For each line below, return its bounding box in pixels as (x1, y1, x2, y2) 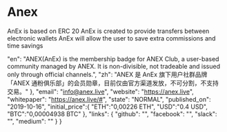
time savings (7, 41, 43, 49)
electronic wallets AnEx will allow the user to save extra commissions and (7, 34, 216, 42)
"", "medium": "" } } (7, 117, 62, 125)
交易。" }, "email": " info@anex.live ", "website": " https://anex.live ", (7, 87, 195, 96)
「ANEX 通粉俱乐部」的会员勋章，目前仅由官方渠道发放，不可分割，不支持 (7, 78, 219, 87)
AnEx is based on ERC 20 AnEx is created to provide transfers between (7, 27, 210, 35)
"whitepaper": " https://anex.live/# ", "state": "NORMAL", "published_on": (7, 95, 211, 103)
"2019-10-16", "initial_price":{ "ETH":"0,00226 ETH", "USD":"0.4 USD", (7, 102, 208, 111)
